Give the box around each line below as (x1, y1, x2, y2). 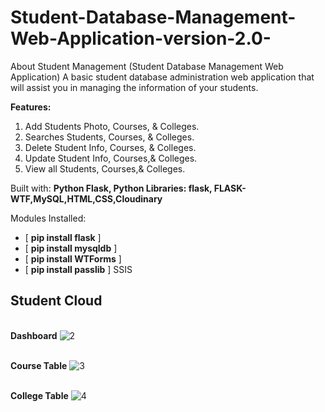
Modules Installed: (10, 212, 87, 224)
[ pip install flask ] (24, 231, 102, 243)
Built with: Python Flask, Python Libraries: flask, (10, 182, 213, 194)
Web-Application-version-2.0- (10, 27, 272, 50)
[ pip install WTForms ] (24, 252, 122, 265)
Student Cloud (10, 292, 103, 310)
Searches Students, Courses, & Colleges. (24, 131, 195, 143)
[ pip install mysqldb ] (24, 242, 118, 254)
